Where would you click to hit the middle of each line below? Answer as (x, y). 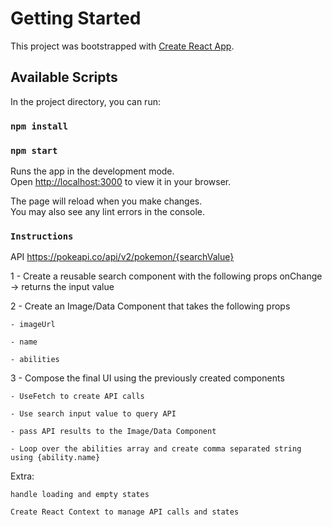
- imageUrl (33, 325)
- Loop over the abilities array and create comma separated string (156, 449)
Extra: (22, 476)
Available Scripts (64, 77)
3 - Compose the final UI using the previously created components (147, 378)
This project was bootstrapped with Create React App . (122, 46)
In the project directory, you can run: (85, 101)
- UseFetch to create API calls (77, 397)
